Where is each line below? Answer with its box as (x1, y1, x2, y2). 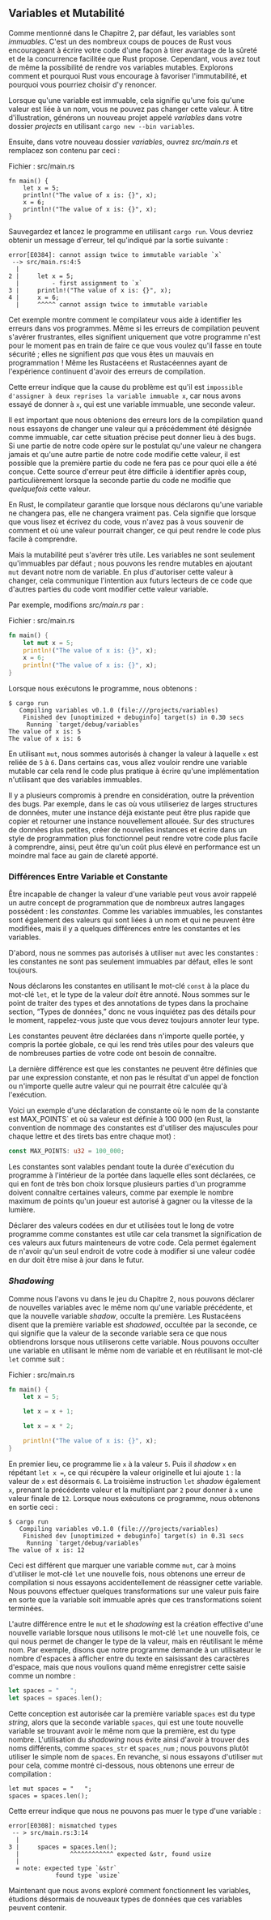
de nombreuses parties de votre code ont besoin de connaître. (8, 1049, 217, 1058)
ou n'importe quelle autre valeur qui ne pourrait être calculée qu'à (8, 1081, 228, 1091)
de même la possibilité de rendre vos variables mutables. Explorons (8, 62, 234, 72)
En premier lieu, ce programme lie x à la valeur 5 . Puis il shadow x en (8, 1459, 237, 1469)
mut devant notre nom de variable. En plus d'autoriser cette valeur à (8, 567, 234, 576)
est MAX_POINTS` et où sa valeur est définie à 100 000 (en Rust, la (8, 1114, 232, 1124)
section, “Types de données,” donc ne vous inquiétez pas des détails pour (8, 1007, 256, 1016)
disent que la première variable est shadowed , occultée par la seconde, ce (8, 1319, 257, 1329)
